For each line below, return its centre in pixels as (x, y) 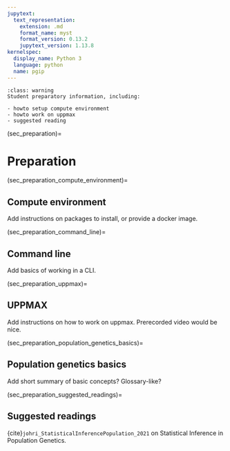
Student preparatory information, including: (74, 96)
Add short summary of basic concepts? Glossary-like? (84, 381)
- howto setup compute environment (58, 108)
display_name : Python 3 (47, 59)
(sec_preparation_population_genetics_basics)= (75, 343)
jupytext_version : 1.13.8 (57, 46)
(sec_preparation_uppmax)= (47, 284)
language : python (38, 65)
